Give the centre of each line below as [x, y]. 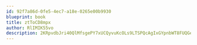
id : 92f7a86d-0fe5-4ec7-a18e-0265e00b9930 [59, 11]
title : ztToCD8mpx [28, 22]
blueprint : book [26, 17]
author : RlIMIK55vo [30, 28]
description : [22, 33]
